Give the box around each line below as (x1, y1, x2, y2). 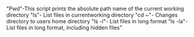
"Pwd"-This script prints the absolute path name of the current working (6, 5, 184, 12)
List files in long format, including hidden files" (6, 24, 122, 31)
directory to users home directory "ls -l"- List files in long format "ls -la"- (6, 18, 188, 24)
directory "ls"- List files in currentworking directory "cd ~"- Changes (6, 11, 178, 18)
